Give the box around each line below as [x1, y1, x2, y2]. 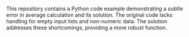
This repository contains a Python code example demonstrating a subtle [6, 5, 183, 12]
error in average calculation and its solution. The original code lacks [6, 11, 173, 18]
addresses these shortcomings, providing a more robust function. [6, 24, 168, 31]
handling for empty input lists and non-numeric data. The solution [6, 18, 168, 24]
